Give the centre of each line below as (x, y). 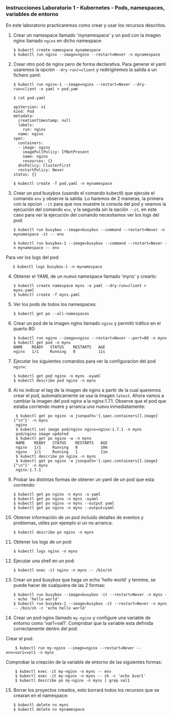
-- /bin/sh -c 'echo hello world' (50, 608)
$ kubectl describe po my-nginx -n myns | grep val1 (72, 680)
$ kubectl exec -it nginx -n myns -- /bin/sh (62, 570)
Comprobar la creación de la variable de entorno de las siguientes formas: (84, 662)
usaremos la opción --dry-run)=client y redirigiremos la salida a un (85, 70)
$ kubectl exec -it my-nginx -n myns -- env (63, 672)
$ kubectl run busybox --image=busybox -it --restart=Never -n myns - (90, 595)
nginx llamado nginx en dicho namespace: (58, 41)
